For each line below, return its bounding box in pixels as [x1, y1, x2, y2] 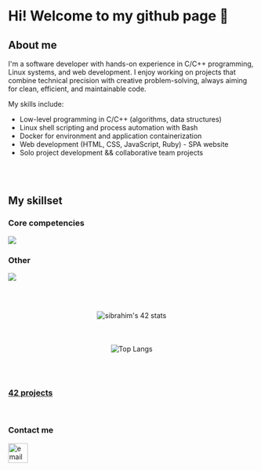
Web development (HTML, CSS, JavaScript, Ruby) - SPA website [19, 140, 229, 148]
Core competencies [8, 217, 85, 228]
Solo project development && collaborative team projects [19, 148, 204, 157]
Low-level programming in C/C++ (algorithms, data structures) [19, 115, 222, 124]
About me [8, 38, 57, 52]
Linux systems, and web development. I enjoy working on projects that [8, 68, 237, 77]
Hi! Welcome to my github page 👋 [8, 7, 229, 25]
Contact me [8, 425, 54, 436]
